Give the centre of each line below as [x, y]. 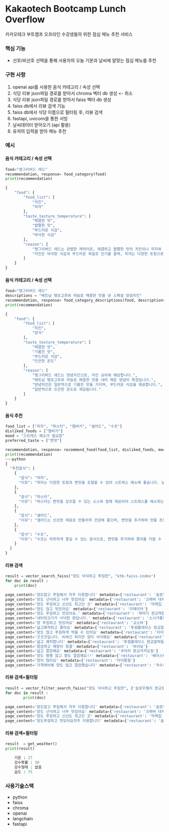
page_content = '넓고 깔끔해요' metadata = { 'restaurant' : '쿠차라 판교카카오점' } [82, 651]
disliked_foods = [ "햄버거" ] [34, 431]
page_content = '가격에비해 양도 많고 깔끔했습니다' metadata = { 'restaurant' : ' [81, 665]
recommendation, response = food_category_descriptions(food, [71, 300]
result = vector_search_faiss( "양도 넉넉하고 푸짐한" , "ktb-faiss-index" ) [80, 576]
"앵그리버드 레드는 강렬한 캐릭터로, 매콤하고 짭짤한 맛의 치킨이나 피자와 [97, 249]
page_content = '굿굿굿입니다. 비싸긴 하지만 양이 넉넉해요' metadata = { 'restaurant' [85, 637]
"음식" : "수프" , [33, 534]
